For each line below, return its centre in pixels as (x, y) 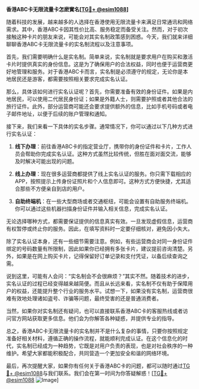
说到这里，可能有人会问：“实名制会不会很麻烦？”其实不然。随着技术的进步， (99, 276)
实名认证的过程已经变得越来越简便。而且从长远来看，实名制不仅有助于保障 (97, 283)
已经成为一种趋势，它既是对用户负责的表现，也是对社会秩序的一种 (112, 346)
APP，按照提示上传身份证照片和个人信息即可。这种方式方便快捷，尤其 (100, 181)
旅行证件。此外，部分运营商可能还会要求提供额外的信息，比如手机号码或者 (97, 106)
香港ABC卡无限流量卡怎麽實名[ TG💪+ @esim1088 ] (68, 9)
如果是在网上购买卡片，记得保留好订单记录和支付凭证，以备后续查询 (99, 256)
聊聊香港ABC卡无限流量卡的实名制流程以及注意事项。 (71, 44)
